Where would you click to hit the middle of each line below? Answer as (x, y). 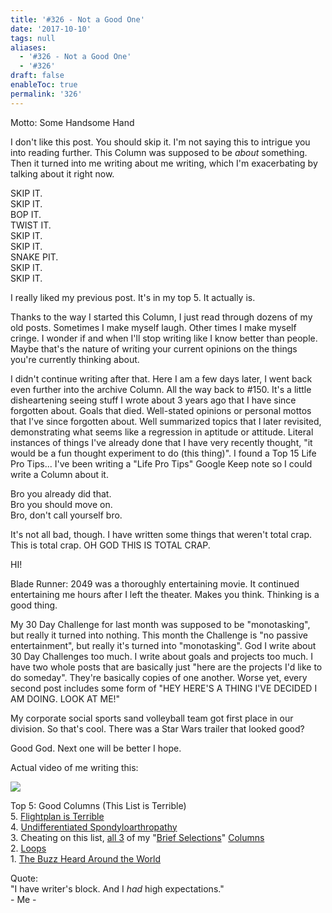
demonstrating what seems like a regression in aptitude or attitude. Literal (162, 432)
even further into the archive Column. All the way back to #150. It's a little (161, 389)
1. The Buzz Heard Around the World (86, 858)
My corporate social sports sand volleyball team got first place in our (152, 718)
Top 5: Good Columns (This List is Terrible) (98, 805)
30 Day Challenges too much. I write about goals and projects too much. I (162, 656)
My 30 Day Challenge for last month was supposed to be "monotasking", (160, 624)
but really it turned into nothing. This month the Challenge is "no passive (159, 635)
